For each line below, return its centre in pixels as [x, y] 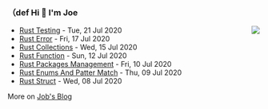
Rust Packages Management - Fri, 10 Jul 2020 [95, 64]
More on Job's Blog [40, 96]
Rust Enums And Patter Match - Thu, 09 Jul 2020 [100, 72]
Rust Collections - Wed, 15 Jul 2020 [78, 47]
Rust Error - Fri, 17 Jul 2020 [64, 39]
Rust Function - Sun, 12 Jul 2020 [73, 56]
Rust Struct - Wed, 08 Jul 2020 [70, 81]
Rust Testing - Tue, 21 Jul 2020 [70, 30]
